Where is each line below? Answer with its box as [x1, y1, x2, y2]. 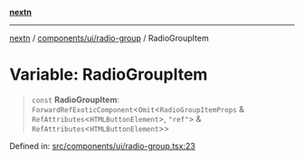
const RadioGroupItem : [31, 94, 120, 105]
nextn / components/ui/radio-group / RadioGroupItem [9, 33, 210, 43]
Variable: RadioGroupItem [9, 64, 208, 85]
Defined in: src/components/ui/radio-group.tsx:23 [9, 140, 196, 151]
